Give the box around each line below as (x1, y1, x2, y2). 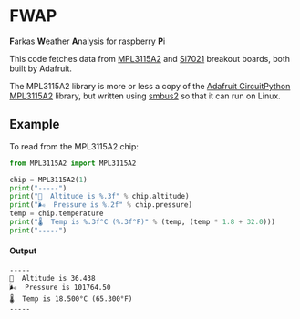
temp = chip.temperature (9, 209, 104, 219)
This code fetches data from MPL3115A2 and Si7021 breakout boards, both (9, 53, 290, 64)
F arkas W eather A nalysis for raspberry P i (9, 36, 166, 46)
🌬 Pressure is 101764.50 (9, 283, 111, 292)
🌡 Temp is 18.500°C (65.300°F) (9, 293, 133, 304)
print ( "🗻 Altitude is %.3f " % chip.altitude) (9, 192, 190, 201)
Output (9, 245, 37, 256)
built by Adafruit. (9, 63, 73, 74)
